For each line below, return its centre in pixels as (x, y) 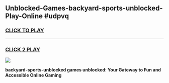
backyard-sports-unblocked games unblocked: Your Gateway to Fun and (83, 69)
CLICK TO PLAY (25, 31)
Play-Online (24, 16)
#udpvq (57, 16)
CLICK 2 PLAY (23, 49)
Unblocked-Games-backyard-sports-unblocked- (84, 8)
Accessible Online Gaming (33, 75)
